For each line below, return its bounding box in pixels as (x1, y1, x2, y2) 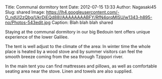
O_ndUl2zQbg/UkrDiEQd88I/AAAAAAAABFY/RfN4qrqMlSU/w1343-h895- (5, 15, 153, 20)
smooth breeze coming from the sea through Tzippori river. (5, 54, 124, 60)
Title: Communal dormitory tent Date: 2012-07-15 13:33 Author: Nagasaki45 (5, 4, 157, 10)
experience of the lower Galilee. (5, 34, 69, 40)
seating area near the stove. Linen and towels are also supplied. (5, 68, 133, 74)
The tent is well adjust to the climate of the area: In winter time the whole (5, 44, 151, 49)
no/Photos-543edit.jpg (5, 19, 51, 25)
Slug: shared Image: (5, 9, 45, 15)
